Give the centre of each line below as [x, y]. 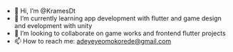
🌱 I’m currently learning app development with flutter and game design [118, 18]
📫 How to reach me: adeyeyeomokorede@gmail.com [93, 41]
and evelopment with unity [53, 26]
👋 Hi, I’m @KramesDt [45, 11]
